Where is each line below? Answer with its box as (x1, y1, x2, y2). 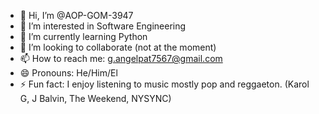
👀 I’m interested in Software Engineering (19, 20, 187, 32)
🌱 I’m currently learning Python (19, 31, 148, 42)
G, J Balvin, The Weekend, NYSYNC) (19, 93, 172, 104)
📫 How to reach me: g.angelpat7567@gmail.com (19, 53, 223, 64)
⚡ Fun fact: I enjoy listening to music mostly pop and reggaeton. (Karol (19, 78, 310, 90)
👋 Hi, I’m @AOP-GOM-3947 (19, 10, 134, 21)
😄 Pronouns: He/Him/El (19, 67, 118, 79)
